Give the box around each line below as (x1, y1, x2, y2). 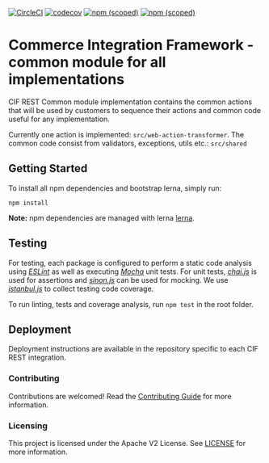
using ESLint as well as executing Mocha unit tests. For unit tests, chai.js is (8, 267, 257, 276)
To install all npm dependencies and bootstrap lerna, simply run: (8, 183, 222, 193)
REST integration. (8, 352, 66, 363)
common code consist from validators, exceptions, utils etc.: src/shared (8, 138, 248, 148)
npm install (8, 199, 48, 207)
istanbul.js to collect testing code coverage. (8, 284, 154, 293)
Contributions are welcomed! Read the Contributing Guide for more (8, 391, 232, 401)
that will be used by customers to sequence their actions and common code (8, 105, 261, 115)
